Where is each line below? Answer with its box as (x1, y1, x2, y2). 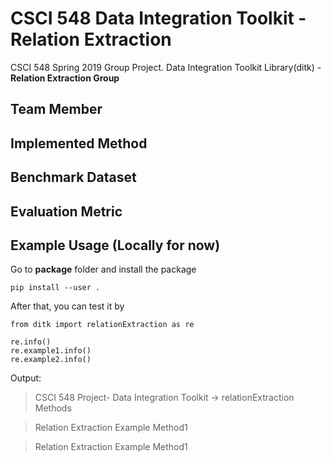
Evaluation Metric (10, 203, 123, 220)
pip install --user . (10, 283, 101, 293)
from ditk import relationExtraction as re (10, 320, 195, 330)
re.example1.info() (10, 346, 92, 356)
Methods (34, 402, 72, 414)
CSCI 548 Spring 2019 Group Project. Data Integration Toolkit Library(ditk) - (10, 61, 322, 73)
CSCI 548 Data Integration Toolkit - (10, 7, 307, 30)
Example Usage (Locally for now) (10, 237, 221, 254)
